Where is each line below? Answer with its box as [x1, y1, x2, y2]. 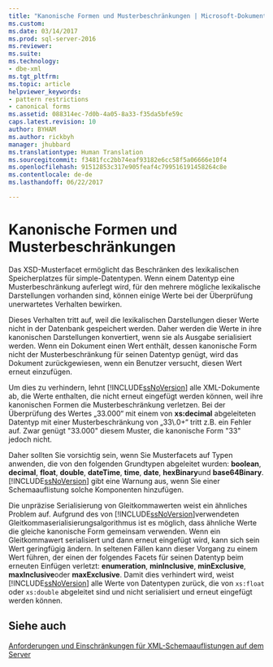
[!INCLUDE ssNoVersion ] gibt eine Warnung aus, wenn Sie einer [8, 476, 221, 486]
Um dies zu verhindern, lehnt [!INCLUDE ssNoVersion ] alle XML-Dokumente [8, 382, 260, 392]
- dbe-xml [8, 65, 42, 73]
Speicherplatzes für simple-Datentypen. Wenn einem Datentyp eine [8, 273, 236, 283]
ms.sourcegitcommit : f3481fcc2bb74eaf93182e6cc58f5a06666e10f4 [8, 155, 227, 163]
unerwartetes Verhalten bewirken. [8, 299, 123, 309]
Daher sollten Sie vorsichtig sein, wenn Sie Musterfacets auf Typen [8, 450, 233, 460]
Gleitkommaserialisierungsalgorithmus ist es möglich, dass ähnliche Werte [8, 517, 258, 527]
